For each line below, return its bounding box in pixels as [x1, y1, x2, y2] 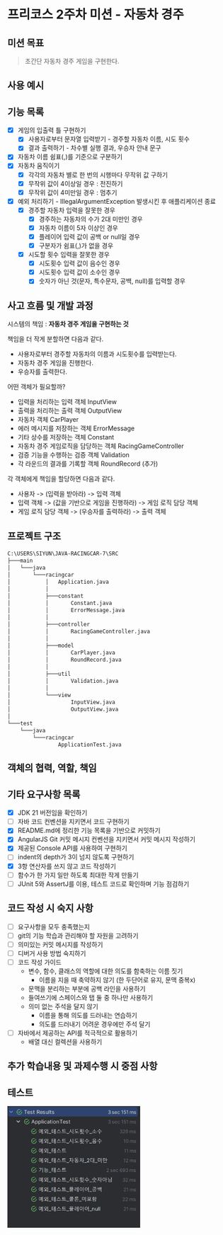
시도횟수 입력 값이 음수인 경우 [38, 259, 120, 268]
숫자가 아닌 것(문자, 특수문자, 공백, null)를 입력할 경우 [38, 277, 186, 285]
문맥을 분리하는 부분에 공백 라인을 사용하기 [28, 984, 147, 993]
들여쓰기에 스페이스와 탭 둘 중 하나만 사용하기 [28, 993, 154, 1001]
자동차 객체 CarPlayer [17, 415, 79, 424]
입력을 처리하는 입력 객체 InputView [17, 398, 117, 406]
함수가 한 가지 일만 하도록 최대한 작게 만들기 [17, 871, 139, 879]
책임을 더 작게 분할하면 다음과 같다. [7, 335, 104, 343]
